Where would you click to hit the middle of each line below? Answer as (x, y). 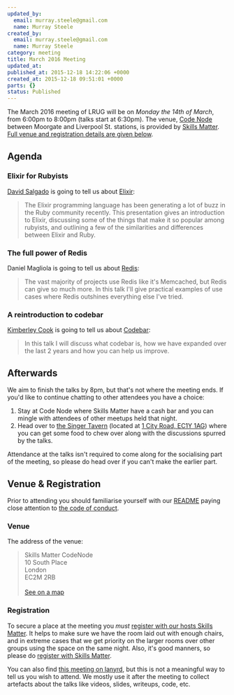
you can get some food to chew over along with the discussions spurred (121, 433)
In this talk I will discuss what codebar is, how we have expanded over (125, 343)
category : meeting (34, 53)
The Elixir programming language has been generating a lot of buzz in (125, 205)
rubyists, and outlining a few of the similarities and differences (114, 227)
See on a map (44, 592)
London (35, 570)
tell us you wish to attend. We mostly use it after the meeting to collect (108, 676)
